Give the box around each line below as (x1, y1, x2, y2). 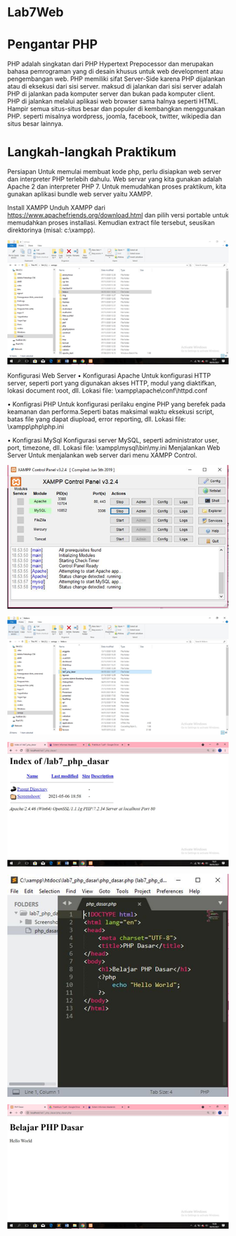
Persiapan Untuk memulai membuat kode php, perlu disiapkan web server (7, 167, 221, 176)
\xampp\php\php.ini (7, 423, 65, 431)
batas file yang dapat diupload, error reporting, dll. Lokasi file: (7, 415, 186, 423)
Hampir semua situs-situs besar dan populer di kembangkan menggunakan (7, 105, 225, 113)
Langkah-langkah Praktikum (7, 144, 177, 160)
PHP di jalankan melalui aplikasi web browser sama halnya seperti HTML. (7, 97, 219, 106)
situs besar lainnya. (7, 120, 63, 128)
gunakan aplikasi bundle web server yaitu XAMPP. (7, 190, 153, 198)
